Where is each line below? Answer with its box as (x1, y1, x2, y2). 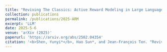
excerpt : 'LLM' (5, 21, 37, 26)
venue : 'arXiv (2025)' (5, 30, 52, 35)
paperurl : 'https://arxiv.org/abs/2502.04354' (5, 35, 103, 40)
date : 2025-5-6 (5, 26, 37, 31)
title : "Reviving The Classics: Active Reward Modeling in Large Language (5, 7, 164, 12)
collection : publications (5, 12, 59, 17)
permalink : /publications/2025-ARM (5, 16, 79, 21)
